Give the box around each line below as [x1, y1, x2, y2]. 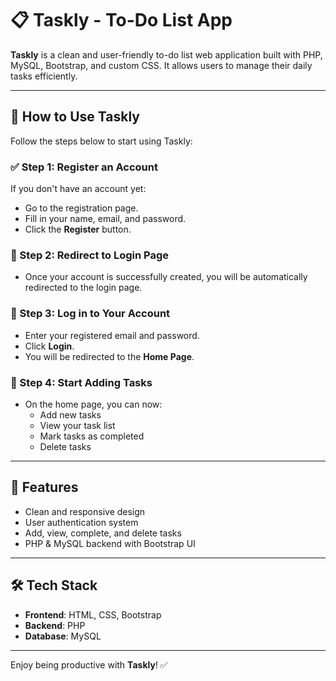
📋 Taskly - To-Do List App [10, 9, 233, 32]
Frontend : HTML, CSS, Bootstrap [24, 608, 162, 621]
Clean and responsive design [24, 505, 146, 517]
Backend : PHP [24, 619, 86, 631]
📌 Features [10, 479, 79, 496]
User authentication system [24, 516, 139, 528]
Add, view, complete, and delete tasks [24, 527, 182, 539]
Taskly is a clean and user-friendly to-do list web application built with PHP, [10, 48, 323, 61]
